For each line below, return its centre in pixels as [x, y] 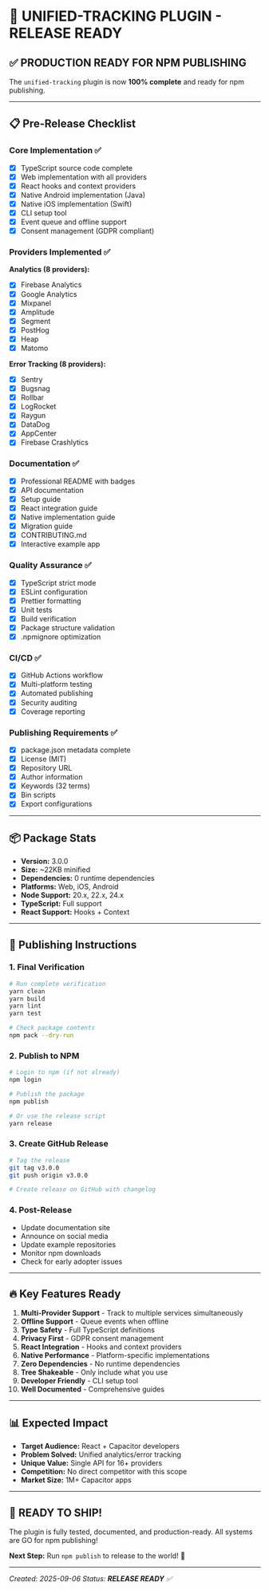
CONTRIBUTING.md [53, 535]
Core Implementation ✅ [55, 151]
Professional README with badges [78, 481]
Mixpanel [36, 303]
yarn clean [27, 991]
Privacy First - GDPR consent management [92, 1339]
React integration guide [59, 508]
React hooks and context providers [78, 186]
